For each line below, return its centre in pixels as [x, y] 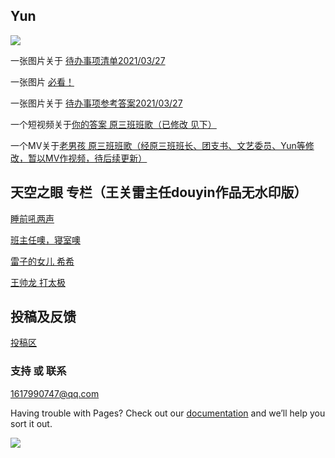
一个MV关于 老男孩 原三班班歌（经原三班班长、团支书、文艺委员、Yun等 [158, 145]
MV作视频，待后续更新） [96, 158]
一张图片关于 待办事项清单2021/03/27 [88, 60]
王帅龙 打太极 [38, 282]
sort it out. [31, 423]
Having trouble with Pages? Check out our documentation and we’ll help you [168, 413]
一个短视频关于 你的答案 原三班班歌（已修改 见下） [113, 124]
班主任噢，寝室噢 [45, 240]
